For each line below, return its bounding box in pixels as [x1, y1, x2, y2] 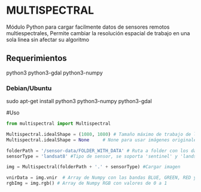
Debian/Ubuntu [6, 84, 52, 92]
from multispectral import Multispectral [6, 120, 111, 127]
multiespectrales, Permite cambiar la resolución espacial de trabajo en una [6, 29, 190, 36]
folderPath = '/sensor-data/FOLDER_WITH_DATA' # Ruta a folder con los [6, 147, 188, 154]
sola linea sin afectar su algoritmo [6, 36, 90, 43]
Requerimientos [6, 53, 67, 63]
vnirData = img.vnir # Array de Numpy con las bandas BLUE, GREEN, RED [6, 175, 191, 181]
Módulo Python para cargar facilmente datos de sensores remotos [6, 23, 170, 30]
